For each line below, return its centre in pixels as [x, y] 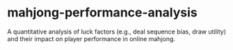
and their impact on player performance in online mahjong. [91, 38]
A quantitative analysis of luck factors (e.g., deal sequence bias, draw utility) [117, 32]
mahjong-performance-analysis [102, 13]
